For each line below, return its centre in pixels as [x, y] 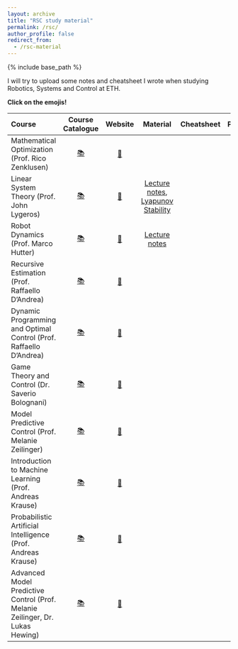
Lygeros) [25, 214]
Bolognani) [29, 402]
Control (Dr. [30, 385]
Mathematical [34, 141]
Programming [34, 320]
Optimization [32, 149]
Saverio [24, 393]
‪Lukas [21, 626]
